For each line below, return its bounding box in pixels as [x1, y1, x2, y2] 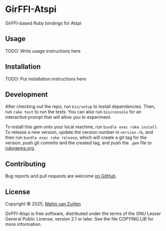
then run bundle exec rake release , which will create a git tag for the [5, 134, 147, 141]
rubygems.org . [5, 145, 35, 151]
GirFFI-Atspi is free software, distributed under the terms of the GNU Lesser [5, 210, 161, 216]
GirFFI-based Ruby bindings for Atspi [5, 20, 82, 26]
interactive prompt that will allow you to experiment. [5, 114, 112, 120]
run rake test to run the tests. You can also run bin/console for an [5, 109, 142, 115]
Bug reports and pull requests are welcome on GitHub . [5, 173, 117, 179]
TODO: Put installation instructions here [5, 76, 86, 82]
